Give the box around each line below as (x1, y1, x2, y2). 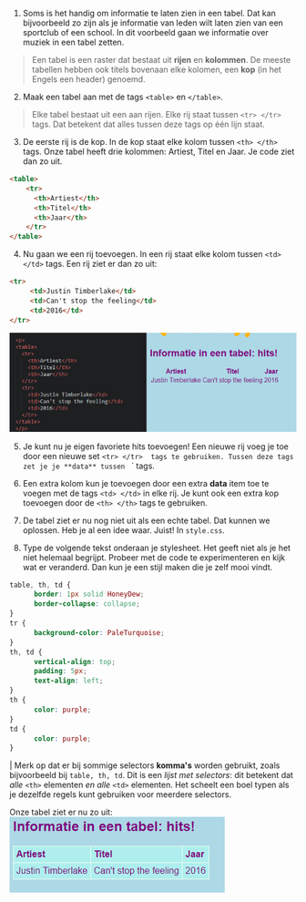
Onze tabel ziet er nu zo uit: (9, 806, 113, 818)
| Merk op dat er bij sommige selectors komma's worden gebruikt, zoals (9, 760, 280, 771)
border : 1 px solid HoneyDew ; (33, 589, 145, 600)
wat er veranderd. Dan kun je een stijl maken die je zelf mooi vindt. (22, 561, 273, 572)
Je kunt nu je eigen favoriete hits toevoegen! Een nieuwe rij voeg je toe (22, 441, 290, 452)
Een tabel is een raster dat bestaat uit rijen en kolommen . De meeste (31, 55, 291, 65)
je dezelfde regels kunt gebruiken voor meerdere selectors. (9, 789, 232, 800)
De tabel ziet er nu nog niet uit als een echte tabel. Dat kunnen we (22, 515, 270, 526)
